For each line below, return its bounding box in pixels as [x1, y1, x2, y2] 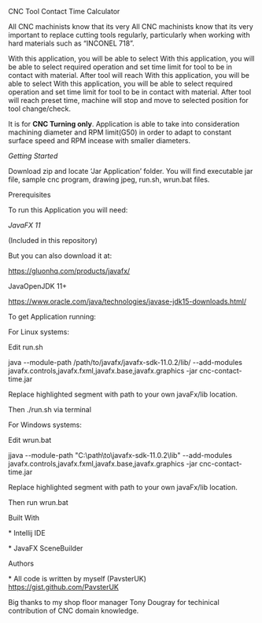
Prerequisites [8, 190, 51, 199]
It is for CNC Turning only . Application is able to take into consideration [8, 120, 240, 128]
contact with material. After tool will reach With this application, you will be [8, 71, 250, 79]
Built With [8, 513, 39, 522]
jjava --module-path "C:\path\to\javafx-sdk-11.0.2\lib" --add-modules [8, 451, 232, 459]
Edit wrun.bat [8, 436, 52, 444]
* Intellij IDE [8, 529, 46, 537]
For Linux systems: [8, 327, 69, 337]
